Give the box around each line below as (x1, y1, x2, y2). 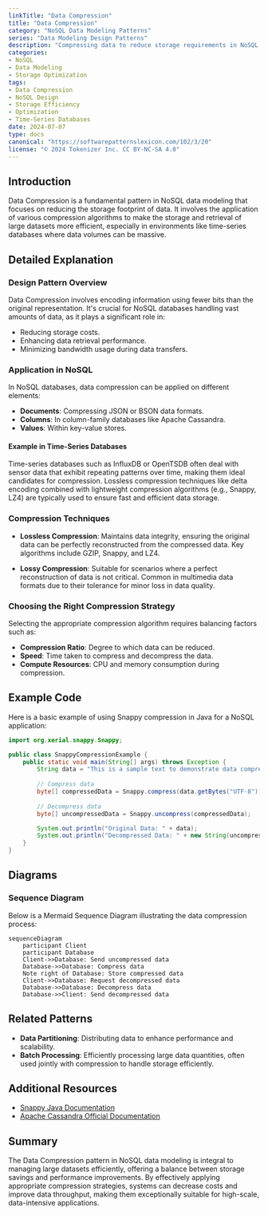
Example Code (8, 691, 82, 704)
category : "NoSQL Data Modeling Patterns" (8, 26, 152, 34)
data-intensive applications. (8, 1198, 100, 1208)
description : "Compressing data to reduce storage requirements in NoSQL (8, 41, 259, 49)
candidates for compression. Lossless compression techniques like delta (8, 476, 247, 486)
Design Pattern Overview (8, 277, 108, 288)
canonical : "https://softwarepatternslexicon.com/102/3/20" (8, 137, 213, 146)
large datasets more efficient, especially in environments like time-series (8, 221, 247, 231)
